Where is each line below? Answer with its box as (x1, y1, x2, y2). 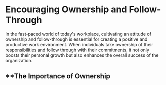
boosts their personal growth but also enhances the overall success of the (5, 52, 159, 58)
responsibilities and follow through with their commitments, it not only (5, 47, 150, 53)
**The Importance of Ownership (5, 72, 111, 81)
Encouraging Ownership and (5, 4, 127, 15)
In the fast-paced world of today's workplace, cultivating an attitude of (5, 31, 152, 37)
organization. (5, 57, 33, 63)
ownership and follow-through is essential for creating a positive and (5, 36, 148, 42)
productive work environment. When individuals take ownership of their (5, 41, 153, 47)
